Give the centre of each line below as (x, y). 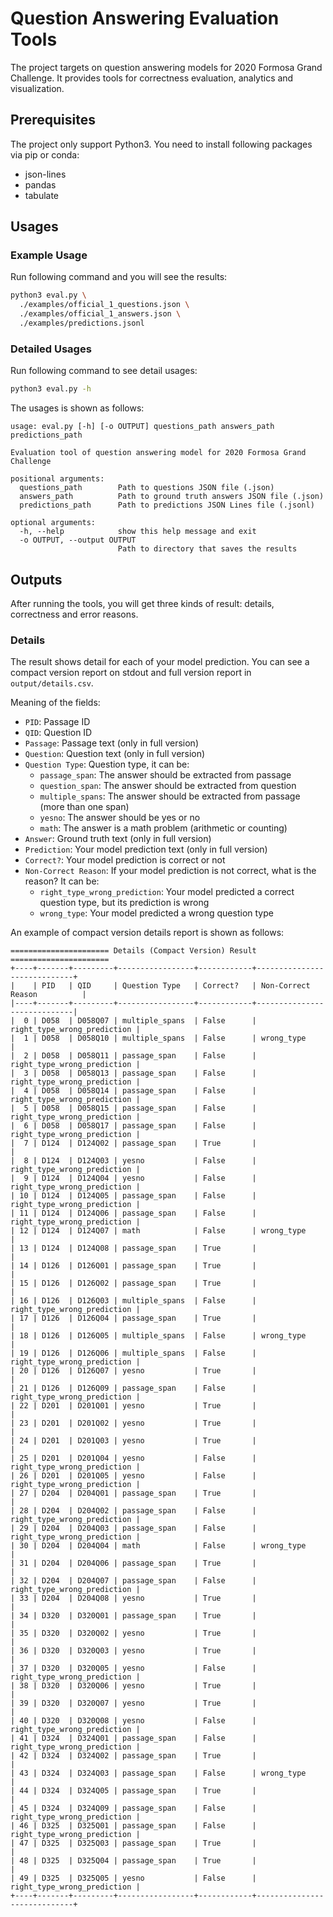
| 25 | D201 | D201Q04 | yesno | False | (133, 1458)
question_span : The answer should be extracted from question (168, 786)
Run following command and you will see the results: (119, 277)
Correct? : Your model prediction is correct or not (125, 860)
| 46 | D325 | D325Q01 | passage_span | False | (133, 1826)
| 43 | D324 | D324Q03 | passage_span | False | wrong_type (158, 1773)
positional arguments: (57, 479)
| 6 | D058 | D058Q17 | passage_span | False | (133, 1126)
